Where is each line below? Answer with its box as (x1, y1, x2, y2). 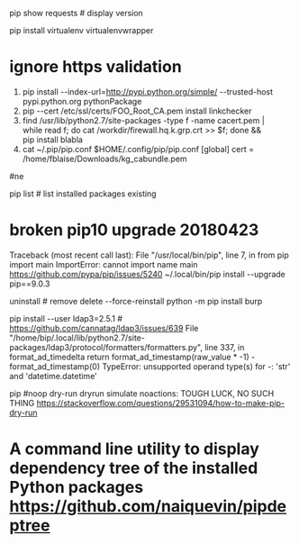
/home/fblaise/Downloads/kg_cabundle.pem (22, 153, 187, 164)
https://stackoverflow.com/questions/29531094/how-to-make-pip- (36, 397, 285, 408)
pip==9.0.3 (9, 278, 50, 289)
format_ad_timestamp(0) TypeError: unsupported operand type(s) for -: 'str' (9, 360, 291, 372)
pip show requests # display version (9, 8, 144, 18)
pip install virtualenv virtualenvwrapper (9, 25, 154, 35)
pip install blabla (22, 134, 84, 145)
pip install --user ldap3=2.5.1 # (9, 313, 123, 323)
